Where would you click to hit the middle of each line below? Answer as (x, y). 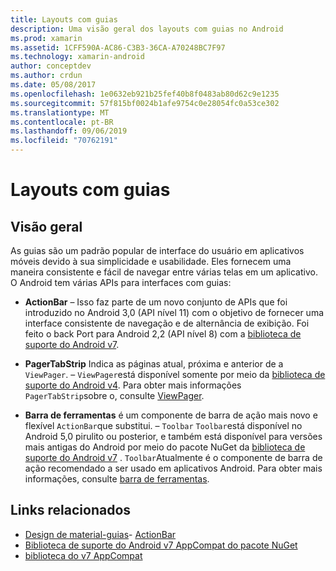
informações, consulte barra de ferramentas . (117, 479)
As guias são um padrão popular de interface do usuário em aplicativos (157, 250)
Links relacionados (71, 510)
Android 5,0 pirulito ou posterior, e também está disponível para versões (173, 436)
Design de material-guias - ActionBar (100, 534)
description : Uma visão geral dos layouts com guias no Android (147, 29)
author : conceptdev (51, 66)
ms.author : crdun (46, 76)
